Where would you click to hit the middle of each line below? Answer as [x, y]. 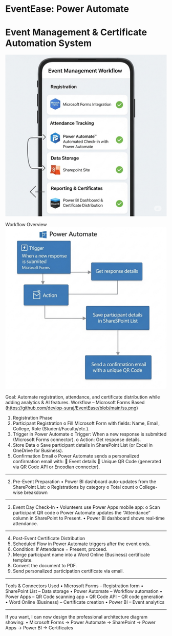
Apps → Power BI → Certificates [39, 628]
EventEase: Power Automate [67, 9]
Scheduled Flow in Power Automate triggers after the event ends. [82, 544]
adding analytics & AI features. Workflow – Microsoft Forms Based [75, 403]
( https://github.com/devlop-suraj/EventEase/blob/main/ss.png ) [72, 408]
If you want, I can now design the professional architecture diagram [77, 617]
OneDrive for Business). [38, 451]
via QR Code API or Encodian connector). [56, 467]
